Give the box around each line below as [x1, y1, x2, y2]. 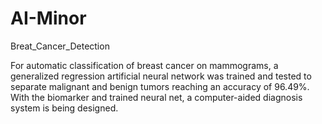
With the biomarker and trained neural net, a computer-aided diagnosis [10, 91, 303, 103]
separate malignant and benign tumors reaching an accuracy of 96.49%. [10, 80, 310, 92]
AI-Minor [10, 7, 87, 30]
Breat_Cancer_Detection [10, 40, 110, 52]
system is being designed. [10, 102, 119, 114]
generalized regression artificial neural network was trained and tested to [10, 70, 312, 82]
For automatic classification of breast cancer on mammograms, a [10, 59, 279, 71]
